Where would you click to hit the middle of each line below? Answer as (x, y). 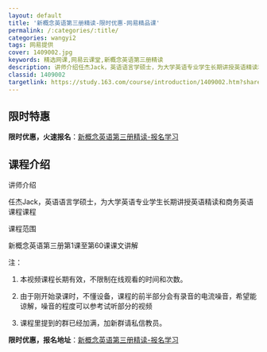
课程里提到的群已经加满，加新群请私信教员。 (93, 323)
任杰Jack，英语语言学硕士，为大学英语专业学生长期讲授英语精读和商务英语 (131, 202)
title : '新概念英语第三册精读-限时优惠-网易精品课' (84, 23)
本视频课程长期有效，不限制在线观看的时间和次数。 (103, 280)
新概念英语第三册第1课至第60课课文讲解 (74, 246)
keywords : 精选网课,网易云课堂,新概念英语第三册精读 (86, 60)
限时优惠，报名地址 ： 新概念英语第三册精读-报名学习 (93, 340)
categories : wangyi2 (43, 38)
